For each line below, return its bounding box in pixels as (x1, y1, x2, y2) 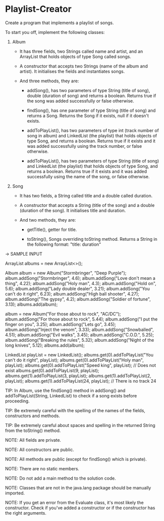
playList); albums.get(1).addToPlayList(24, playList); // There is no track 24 (5, 378, 157, 384)
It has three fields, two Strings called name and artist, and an (19, 48, 143, 54)
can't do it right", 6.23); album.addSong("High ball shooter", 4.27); (5, 291, 139, 296)
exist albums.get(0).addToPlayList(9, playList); (5, 367, 99, 373)
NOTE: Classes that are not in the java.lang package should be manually (5, 485, 151, 490)
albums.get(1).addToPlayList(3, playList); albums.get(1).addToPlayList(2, (5, 373, 152, 379)
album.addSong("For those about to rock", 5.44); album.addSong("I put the (5, 316, 158, 322)
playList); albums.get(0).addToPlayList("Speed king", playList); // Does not (5, 362, 156, 368)
